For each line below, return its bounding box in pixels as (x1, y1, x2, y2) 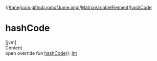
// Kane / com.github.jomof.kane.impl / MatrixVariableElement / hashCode (5, 5, 152, 10)
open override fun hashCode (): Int (5, 50, 77, 56)
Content (5, 45, 23, 51)
